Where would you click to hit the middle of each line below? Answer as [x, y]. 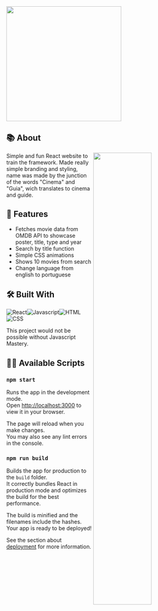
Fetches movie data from [47, 229]
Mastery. [17, 344]
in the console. [25, 443]
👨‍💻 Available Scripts [46, 363]
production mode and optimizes [47, 490]
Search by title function [45, 248]
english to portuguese [43, 275]
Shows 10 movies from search [53, 261]
